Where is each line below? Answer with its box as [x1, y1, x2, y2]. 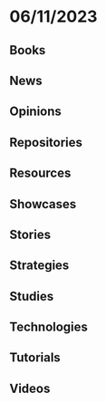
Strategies [9, 258, 70, 273]
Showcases [9, 196, 77, 212]
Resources [9, 166, 72, 181]
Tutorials [9, 350, 61, 366]
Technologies [9, 320, 89, 335]
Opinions [9, 104, 62, 120]
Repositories [9, 134, 83, 150]
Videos [9, 380, 51, 396]
